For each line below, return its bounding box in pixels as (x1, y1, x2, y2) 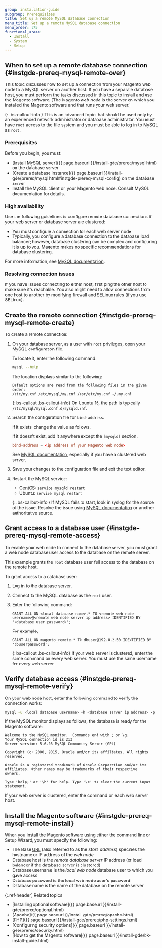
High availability (5, 202, 44, 209)
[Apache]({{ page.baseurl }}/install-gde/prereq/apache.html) (12, 912, 134, 918)
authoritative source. (12, 510, 54, 516)
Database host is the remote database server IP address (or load (12, 857, 142, 863)
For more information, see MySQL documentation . (5, 258, 105, 265)
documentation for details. (12, 190, 65, 197)
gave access (12, 872, 38, 879)
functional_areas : (5, 30, 42, 34)
